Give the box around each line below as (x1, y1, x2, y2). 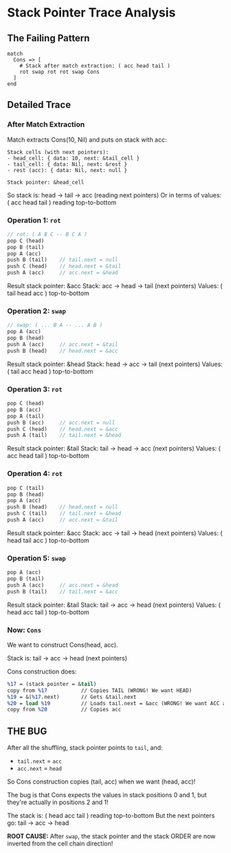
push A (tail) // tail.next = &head (7, 432, 122, 439)
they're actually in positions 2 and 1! (7, 798, 109, 806)
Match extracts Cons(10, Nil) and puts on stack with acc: (7, 136, 167, 144)
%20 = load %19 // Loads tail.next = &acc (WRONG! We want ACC (7, 700, 220, 706)
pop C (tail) (7, 484, 45, 491)
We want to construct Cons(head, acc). (7, 640, 118, 649)
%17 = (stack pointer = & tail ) (7, 680, 97, 687)
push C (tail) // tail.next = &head (7, 510, 122, 517)
